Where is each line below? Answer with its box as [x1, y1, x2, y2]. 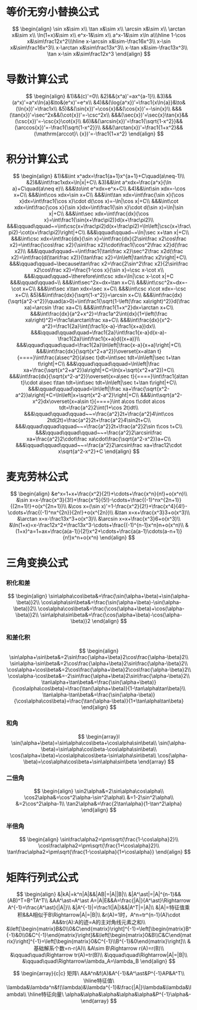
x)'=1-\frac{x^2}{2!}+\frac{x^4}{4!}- [101, 502, 188, 509]
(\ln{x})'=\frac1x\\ [15, 105, 58, 112]
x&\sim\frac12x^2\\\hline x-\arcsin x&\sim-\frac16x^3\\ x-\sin [26, 38, 171, 45]
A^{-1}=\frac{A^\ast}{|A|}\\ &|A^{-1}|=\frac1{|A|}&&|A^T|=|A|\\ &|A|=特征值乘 [8, 904, 190, 911]
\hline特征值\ [83, 977, 115, 984]
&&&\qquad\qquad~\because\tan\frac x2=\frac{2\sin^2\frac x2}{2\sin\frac [9, 260, 188, 267]
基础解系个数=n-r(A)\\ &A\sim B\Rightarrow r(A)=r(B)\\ [33, 945, 165, 952]
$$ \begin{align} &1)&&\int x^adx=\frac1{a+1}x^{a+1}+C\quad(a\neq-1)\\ [12, 172, 185, 180]
